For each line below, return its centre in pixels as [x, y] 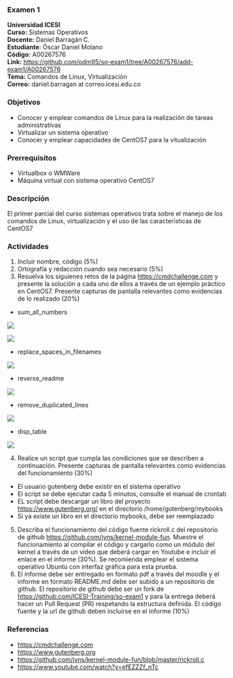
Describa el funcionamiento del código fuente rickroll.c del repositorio [118, 530]
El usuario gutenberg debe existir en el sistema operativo [99, 487]
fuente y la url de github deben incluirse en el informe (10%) [103, 611]
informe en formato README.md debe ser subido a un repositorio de [116, 582]
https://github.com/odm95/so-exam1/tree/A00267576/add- [108, 62]
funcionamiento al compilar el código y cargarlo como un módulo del [116, 545]
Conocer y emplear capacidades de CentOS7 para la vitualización [112, 140]
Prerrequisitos [32, 158]
